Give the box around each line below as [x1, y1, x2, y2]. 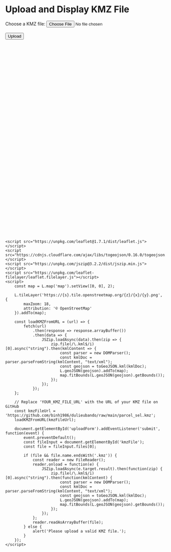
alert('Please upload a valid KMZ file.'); [32, 529, 126, 534]
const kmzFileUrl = [14, 408, 56, 413]
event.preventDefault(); [23, 435, 76, 440]
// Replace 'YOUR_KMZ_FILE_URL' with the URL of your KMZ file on [14, 399, 158, 404]
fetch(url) [23, 323, 47, 329]
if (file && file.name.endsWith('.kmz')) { [23, 453, 117, 458]
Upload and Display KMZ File [5, 4, 130, 15]
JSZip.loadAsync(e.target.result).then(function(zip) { [41, 466, 163, 472]
